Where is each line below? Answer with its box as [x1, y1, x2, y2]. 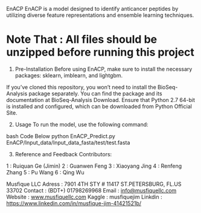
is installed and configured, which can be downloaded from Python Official [6, 103, 192, 110]
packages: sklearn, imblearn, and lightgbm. [14, 72, 123, 79]
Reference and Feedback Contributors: [14, 150, 112, 157]
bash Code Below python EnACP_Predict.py [6, 132, 116, 139]
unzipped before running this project [6, 45, 195, 59]
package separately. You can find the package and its [28, 90, 162, 97]
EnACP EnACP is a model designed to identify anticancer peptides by [6, 5, 179, 12]
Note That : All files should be [6, 33, 158, 46]
